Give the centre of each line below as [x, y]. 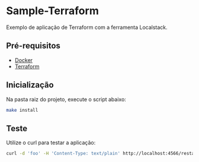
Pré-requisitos [33, 46]
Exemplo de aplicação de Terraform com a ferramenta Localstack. [87, 27]
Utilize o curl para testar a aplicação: [51, 142]
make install [22, 110]
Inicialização [30, 85]
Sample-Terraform [52, 11]
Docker [24, 60]
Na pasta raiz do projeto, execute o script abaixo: [66, 99]
